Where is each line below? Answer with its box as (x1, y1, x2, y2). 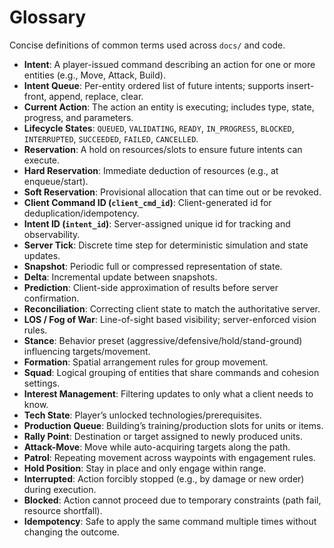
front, (23, 90, 47, 102)
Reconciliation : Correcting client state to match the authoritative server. (23, 302, 321, 315)
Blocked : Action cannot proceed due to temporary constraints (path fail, (23, 494, 322, 506)
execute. (23, 154, 61, 166)
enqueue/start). (23, 175, 89, 187)
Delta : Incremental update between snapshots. (23, 271, 218, 283)
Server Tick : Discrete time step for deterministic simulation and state (23, 239, 309, 251)
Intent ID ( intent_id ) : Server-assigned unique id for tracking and (23, 217, 291, 230)
